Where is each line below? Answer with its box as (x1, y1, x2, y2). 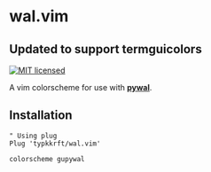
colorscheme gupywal (9, 154, 86, 163)
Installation (9, 108, 73, 123)
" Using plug (9, 131, 58, 140)
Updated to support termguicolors (9, 42, 202, 57)
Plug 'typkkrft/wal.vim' (9, 139, 101, 148)
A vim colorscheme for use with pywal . (9, 82, 152, 92)
